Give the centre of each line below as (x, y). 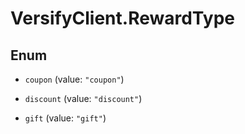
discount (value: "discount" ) (83, 98)
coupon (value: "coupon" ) (74, 79)
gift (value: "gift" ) (65, 118)
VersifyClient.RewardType (122, 18)
